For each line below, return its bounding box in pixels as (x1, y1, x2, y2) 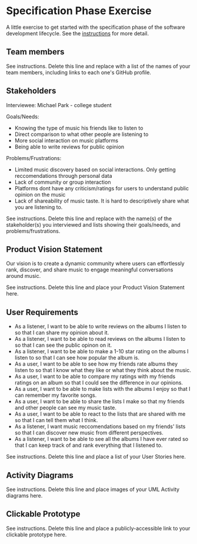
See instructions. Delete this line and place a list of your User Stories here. (6, 453, 186, 460)
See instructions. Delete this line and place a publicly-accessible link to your (6, 525, 191, 532)
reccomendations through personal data (14, 172, 113, 179)
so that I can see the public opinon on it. (14, 341, 112, 349)
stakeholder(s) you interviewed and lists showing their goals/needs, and (6, 221, 181, 228)
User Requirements (6, 307, 78, 317)
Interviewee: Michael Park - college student (6, 101, 112, 108)
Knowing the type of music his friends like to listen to (14, 124, 143, 131)
